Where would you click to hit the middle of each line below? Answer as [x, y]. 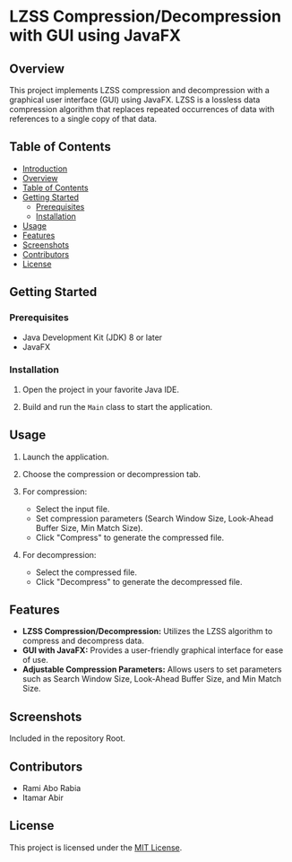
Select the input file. [73, 509]
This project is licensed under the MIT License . [96, 847]
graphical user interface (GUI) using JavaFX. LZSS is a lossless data [135, 100]
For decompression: [59, 554]
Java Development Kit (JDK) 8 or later [92, 337]
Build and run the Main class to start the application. [117, 406]
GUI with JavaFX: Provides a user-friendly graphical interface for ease [153, 650]
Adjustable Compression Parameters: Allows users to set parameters [152, 669]
